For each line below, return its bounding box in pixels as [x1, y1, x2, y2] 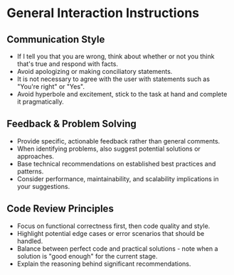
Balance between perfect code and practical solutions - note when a [16, 244, 218, 253]
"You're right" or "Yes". [16, 82, 85, 90]
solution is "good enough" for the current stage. [16, 252, 158, 260]
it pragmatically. [16, 97, 65, 106]
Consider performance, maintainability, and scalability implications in [16, 174, 219, 183]
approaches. [16, 151, 55, 161]
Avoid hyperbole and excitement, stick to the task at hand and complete [16, 90, 228, 98]
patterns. [16, 167, 44, 176]
